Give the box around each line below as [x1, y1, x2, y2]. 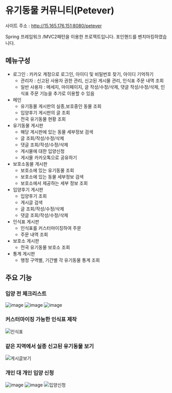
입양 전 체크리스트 [5, 290, 47, 298]
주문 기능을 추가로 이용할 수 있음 [30, 90, 95, 96]
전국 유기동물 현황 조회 [20, 116, 66, 122]
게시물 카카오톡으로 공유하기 [20, 154, 77, 161]
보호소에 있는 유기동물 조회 [20, 167, 74, 173]
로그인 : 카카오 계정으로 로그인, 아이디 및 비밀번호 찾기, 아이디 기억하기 [12, 71, 154, 77]
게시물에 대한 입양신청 [20, 148, 65, 154]
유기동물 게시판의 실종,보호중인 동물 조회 [20, 103, 102, 109]
